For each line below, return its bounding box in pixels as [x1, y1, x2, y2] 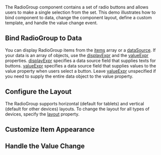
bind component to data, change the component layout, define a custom [5, 15, 152, 20]
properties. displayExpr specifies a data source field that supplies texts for [5, 58, 156, 63]
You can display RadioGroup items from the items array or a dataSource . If [5, 47, 156, 53]
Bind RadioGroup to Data [5, 34, 82, 42]
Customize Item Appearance [5, 125, 95, 134]
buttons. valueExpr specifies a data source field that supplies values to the [5, 62, 157, 68]
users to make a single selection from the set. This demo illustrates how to [5, 9, 156, 15]
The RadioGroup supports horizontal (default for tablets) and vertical [5, 100, 144, 106]
